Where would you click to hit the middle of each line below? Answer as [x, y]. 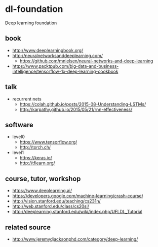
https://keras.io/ [36, 158]
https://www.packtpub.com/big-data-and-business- [65, 66]
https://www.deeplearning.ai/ [42, 191]
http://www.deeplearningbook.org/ [48, 50]
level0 [19, 137]
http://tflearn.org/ [37, 163]
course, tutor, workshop [43, 178]
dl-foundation [34, 9]
